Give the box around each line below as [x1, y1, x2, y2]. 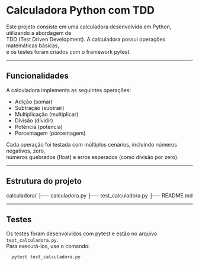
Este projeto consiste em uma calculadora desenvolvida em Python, [6, 23, 172, 30]
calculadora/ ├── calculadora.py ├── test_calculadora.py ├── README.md [6, 192, 193, 199]
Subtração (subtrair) [14, 104, 65, 111]
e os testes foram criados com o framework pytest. [6, 48, 131, 55]
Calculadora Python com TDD [6, 4, 155, 17]
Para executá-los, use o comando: [6, 243, 90, 250]
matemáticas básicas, [6, 42, 59, 49]
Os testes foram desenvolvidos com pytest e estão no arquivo [6, 230, 158, 237]
